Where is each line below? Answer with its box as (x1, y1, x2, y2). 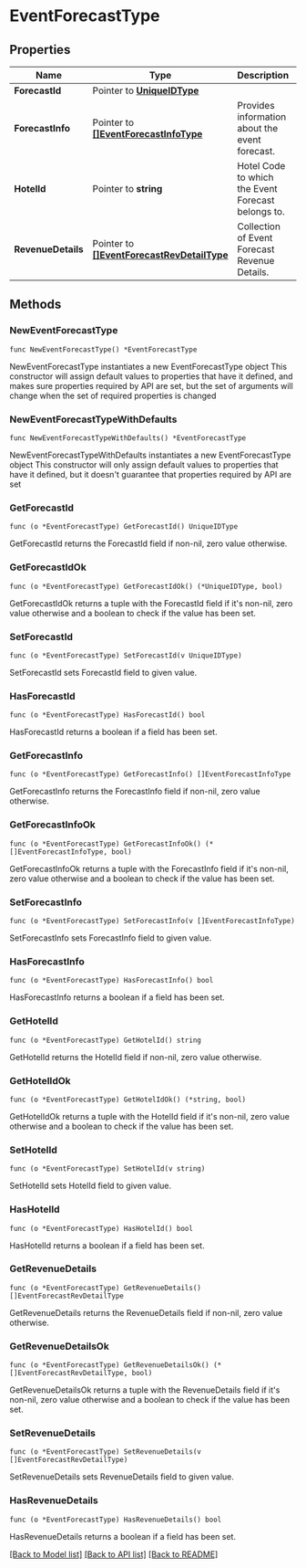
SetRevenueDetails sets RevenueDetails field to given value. (9, 1471, 235, 1482)
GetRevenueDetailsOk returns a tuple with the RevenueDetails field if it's (9, 1384, 280, 1395)
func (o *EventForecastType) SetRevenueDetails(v (9, 1447, 202, 1457)
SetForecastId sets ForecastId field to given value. (9, 667, 198, 678)
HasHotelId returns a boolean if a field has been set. (9, 1239, 205, 1251)
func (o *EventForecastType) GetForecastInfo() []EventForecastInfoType (9, 770, 291, 779)
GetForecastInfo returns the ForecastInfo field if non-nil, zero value (9, 786, 261, 797)
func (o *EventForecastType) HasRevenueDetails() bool (9, 1515, 222, 1524)
